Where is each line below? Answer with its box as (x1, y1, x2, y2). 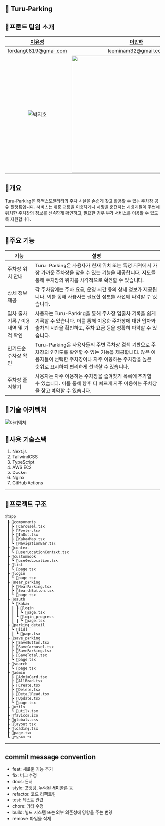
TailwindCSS (12, 454, 38, 460)
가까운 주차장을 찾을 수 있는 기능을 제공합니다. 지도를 (41, 269, 156, 276)
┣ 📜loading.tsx (7, 726, 38, 731)
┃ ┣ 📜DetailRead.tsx (7, 692, 50, 697)
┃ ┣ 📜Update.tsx (7, 696, 41, 701)
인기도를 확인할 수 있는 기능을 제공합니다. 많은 (50, 349, 150, 355)
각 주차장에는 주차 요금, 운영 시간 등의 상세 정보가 (35, 286, 142, 293)
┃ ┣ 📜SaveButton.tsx (7, 640, 50, 645)
